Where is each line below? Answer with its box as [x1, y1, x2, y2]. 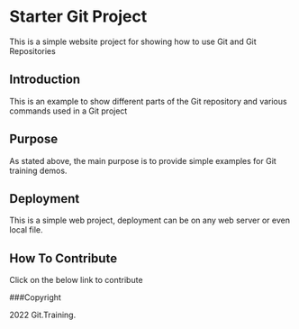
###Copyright [9, 292, 61, 303]
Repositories [9, 45, 56, 56]
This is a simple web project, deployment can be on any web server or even [9, 215, 291, 226]
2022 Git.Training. [9, 309, 77, 321]
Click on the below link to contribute [9, 275, 143, 286]
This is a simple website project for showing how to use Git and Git [9, 36, 257, 47]
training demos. [9, 165, 68, 176]
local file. [9, 224, 43, 235]
